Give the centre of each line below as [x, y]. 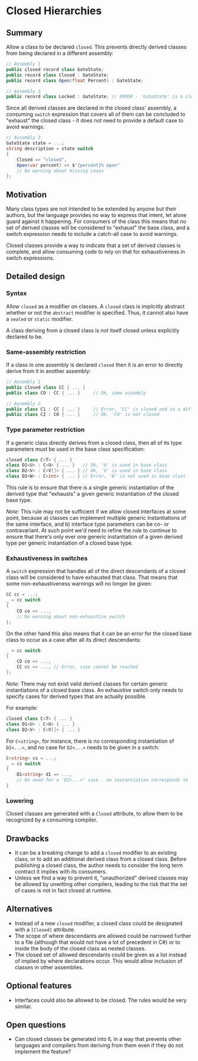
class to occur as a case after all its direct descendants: [74, 639]
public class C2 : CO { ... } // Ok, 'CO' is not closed [83, 415]
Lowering [20, 801]
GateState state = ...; [35, 143]
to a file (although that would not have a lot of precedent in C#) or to [98, 942]
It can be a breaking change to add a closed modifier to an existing [95, 853]
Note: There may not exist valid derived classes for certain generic [87, 684]
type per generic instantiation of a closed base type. [70, 543]
